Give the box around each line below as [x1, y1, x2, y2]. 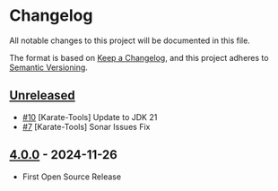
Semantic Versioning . [9, 62, 88, 73]
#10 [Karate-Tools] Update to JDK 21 [22, 111, 158, 122]
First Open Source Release [22, 171, 122, 182]
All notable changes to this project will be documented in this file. [9, 35, 251, 46]
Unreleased [9, 88, 76, 103]
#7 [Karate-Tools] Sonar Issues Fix [22, 121, 151, 132]
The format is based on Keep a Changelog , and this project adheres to [9, 52, 269, 63]
